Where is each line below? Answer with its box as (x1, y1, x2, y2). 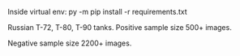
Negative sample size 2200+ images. (7, 38, 132, 48)
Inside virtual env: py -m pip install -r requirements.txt (7, 7, 187, 16)
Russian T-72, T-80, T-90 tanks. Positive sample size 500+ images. (7, 23, 232, 32)
